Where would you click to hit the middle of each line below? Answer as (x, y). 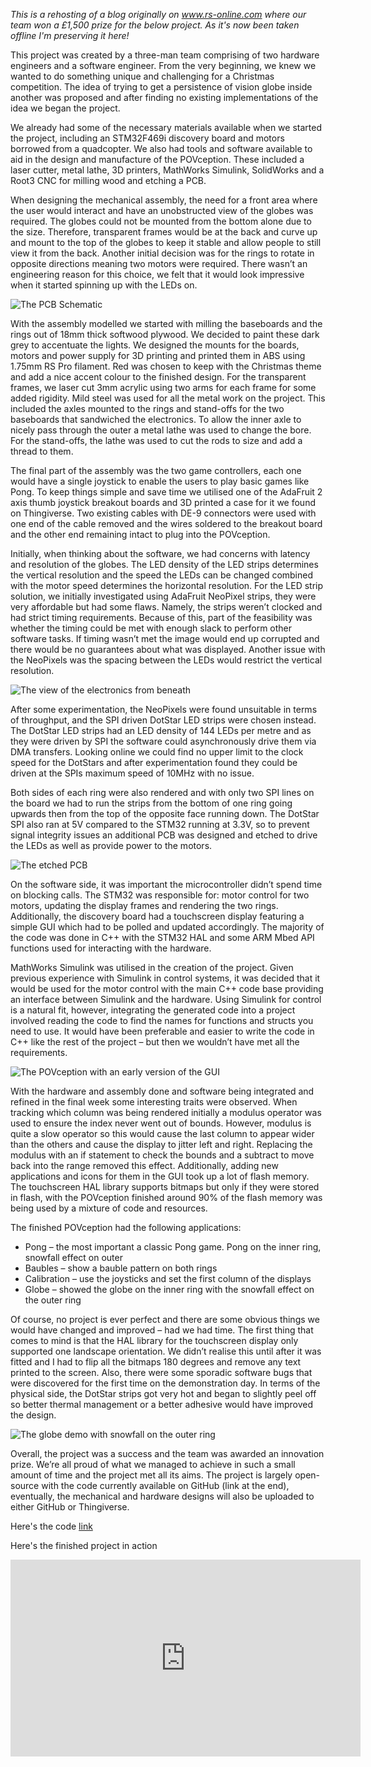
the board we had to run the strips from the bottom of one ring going (151, 803)
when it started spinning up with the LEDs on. (104, 285)
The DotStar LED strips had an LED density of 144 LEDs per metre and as (161, 730)
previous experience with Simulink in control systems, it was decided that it (165, 978)
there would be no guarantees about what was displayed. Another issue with (168, 649)
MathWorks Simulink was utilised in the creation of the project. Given (152, 967)
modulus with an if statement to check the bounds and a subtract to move (162, 1155)
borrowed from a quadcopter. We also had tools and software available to (161, 148)
